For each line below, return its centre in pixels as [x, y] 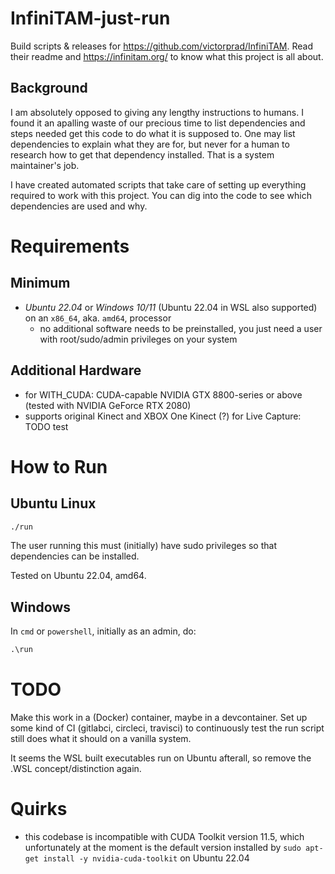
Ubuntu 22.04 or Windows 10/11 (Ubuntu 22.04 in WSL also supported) [171, 307]
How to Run [59, 466]
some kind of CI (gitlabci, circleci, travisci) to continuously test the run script [167, 728]
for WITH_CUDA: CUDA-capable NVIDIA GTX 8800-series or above [163, 394]
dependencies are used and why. [79, 206]
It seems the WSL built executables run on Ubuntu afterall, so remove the [161, 758]
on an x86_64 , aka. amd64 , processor [98, 318]
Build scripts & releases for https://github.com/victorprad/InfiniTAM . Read [162, 46]
